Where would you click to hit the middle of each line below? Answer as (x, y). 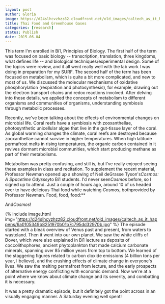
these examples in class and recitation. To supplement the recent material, (80, 169)
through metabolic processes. (35, 108)
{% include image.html (28, 214)
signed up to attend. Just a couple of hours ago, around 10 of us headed (78, 184)
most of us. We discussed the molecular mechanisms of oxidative (71, 82)
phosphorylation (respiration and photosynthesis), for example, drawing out (82, 87)
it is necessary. (20, 281)
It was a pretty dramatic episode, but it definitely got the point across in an (80, 291)
